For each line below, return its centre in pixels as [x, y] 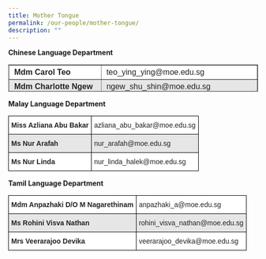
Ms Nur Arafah [35, 144]
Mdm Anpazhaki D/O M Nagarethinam [73, 205]
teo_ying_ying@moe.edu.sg [155, 73]
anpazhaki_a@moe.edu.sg [180, 205]
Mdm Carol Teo [43, 73]
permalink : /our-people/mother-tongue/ [74, 23]
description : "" [35, 30]
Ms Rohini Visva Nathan [51, 223]
